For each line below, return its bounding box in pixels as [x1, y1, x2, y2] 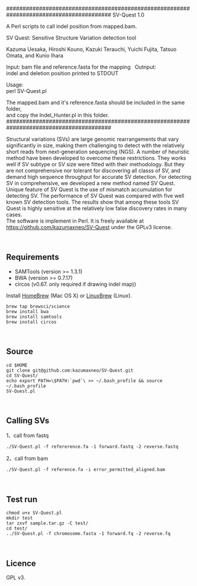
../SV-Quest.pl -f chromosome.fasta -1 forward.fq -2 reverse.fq [6, 531, 170, 537]
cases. [6, 211, 22, 218]
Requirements [6, 252, 59, 262]
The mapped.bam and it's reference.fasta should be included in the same [6, 99, 185, 106]
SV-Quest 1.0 [112, 11, 145, 18]
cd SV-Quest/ [6, 372, 38, 378]
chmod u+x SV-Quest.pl [6, 510, 62, 516]
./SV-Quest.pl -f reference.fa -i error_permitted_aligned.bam [6, 467, 166, 473]
